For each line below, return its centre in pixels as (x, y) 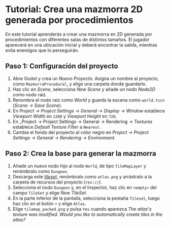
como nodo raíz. (30, 94)
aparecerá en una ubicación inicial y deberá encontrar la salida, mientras (81, 45)
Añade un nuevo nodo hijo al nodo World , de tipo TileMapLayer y (79, 166)
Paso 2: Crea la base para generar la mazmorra (81, 154)
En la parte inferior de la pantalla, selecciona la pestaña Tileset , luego (86, 198)
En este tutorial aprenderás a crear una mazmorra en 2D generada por (79, 34)
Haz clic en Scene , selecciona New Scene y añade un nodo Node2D (84, 89)
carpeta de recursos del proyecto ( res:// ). (57, 182)
